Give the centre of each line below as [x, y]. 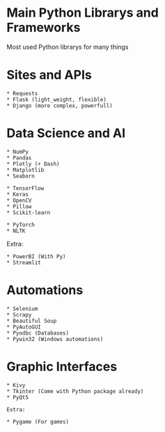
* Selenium [22, 309]
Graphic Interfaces [62, 366]
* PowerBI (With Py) [37, 256]
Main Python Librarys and [83, 13]
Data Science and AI [66, 133]
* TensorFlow [25, 188]
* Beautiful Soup [32, 321]
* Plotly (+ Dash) [33, 164]
